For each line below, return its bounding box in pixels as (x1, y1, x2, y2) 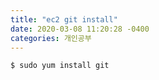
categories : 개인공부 (10, 33, 92, 43)
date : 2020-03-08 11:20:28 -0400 (10, 24, 150, 34)
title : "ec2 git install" (10, 14, 118, 25)
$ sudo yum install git (10, 61, 110, 71)
